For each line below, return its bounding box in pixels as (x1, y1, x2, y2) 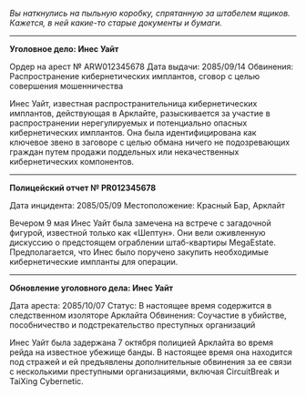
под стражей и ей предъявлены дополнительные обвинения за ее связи (9, 357, 292, 367)
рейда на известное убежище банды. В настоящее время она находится (9, 347, 293, 358)
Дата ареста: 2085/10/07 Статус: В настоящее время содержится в (9, 300, 272, 310)
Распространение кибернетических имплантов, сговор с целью (9, 71, 260, 81)
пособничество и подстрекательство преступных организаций (9, 320, 256, 330)
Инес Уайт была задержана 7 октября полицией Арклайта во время (9, 337, 274, 348)
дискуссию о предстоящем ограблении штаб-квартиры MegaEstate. (9, 237, 276, 248)
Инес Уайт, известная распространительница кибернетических (9, 98, 258, 108)
